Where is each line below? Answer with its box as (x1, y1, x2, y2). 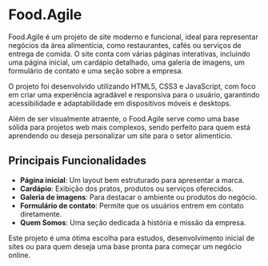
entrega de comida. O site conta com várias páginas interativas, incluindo (8, 49, 250, 58)
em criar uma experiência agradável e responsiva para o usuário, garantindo (8, 89, 260, 99)
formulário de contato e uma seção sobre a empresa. (8, 66, 184, 75)
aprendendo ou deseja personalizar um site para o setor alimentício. (8, 130, 233, 141)
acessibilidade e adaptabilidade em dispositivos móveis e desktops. (8, 98, 232, 108)
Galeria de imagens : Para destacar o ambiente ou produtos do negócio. (19, 192, 258, 201)
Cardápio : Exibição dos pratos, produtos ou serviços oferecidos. (19, 184, 234, 193)
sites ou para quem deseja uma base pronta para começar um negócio (8, 241, 242, 251)
